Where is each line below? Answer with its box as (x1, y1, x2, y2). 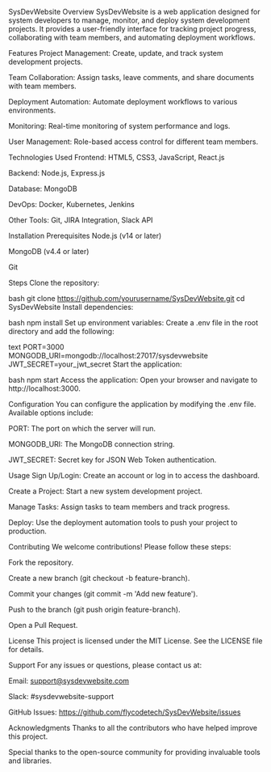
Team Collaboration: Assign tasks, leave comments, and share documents (8, 73, 255, 82)
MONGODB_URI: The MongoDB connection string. (8, 439, 175, 448)
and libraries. (8, 756, 52, 766)
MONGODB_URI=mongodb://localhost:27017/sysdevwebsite (8, 351, 208, 360)
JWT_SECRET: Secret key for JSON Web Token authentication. (8, 455, 217, 464)
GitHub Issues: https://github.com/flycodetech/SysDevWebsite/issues (8, 707, 241, 717)
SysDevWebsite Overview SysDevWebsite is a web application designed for (8, 7, 261, 16)
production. (8, 526, 47, 536)
